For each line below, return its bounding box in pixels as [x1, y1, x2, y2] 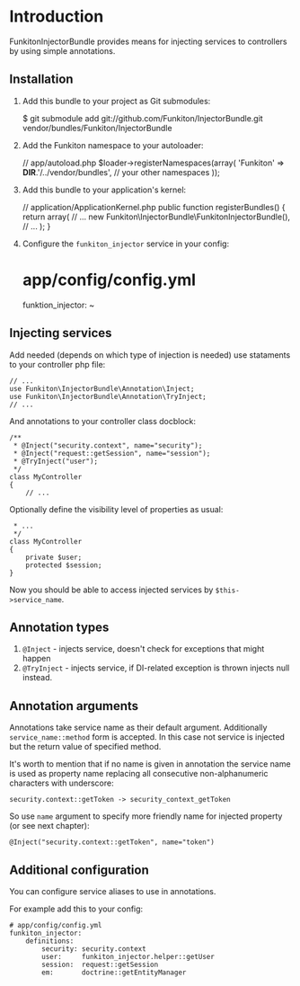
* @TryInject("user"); [13, 457, 99, 466]
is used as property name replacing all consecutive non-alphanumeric [9, 768, 269, 779]
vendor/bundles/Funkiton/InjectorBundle [22, 122, 172, 133]
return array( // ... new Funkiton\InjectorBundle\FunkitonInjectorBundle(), [22, 211, 290, 222]
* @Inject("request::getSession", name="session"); [13, 449, 211, 457]
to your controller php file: [9, 359, 106, 369]
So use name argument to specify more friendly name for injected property [9, 811, 283, 822]
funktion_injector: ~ [22, 299, 95, 310]
